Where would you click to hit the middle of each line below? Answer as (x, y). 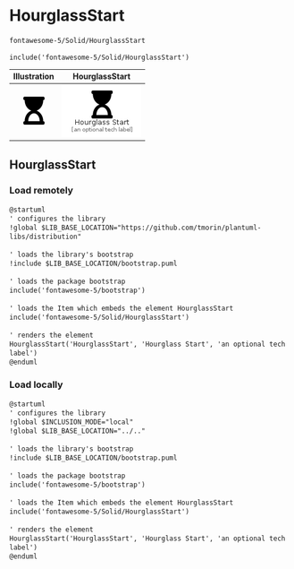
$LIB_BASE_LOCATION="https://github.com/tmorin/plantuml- (151, 228)
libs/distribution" (46, 237)
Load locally (36, 384)
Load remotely (42, 190)
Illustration (34, 76)
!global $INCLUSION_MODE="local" (71, 422)
